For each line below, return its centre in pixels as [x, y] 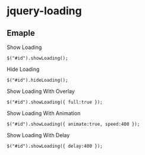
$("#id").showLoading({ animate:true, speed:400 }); [73, 124]
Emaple [21, 33]
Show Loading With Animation [44, 113]
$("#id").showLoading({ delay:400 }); [55, 146]
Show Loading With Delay [38, 135]
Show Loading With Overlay [41, 91]
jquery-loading [44, 11]
